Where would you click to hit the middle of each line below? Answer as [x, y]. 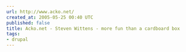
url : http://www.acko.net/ [40, 12]
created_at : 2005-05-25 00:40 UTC [50, 17]
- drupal [17, 39]
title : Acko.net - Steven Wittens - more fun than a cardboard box [93, 28]
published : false [28, 23]
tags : [13, 34]
